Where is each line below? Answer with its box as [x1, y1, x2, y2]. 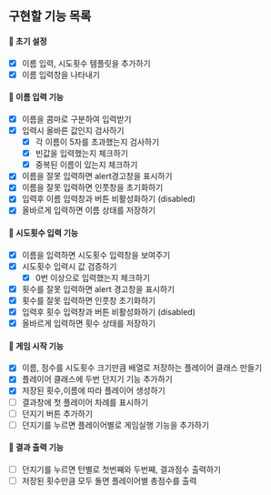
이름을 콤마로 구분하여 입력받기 [21, 113, 132, 125]
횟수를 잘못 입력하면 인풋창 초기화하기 [21, 295, 156, 306]
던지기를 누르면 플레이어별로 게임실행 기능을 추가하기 [21, 419, 210, 430]
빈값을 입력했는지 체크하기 [35, 148, 129, 159]
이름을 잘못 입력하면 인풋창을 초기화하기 [21, 182, 164, 193]
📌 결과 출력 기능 [8, 442, 65, 453]
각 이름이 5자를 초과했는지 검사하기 [35, 136, 160, 147]
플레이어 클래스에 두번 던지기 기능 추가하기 [21, 374, 174, 385]
